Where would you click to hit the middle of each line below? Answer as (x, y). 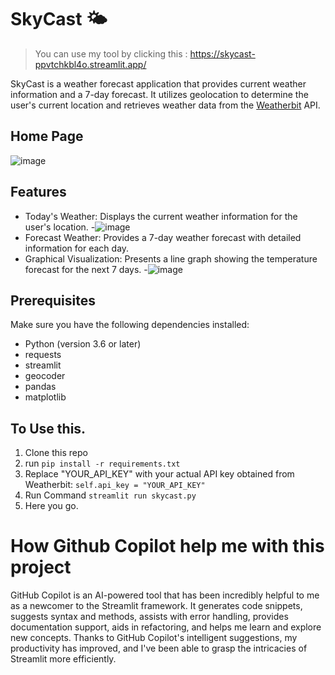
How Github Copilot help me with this (167, 546)
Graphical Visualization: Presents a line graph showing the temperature (171, 258)
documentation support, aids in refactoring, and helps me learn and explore (166, 627)
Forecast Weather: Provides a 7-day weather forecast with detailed (163, 237)
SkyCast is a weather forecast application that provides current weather (158, 83)
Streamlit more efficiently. (63, 659)
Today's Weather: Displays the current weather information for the (161, 216)
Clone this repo (56, 453)
